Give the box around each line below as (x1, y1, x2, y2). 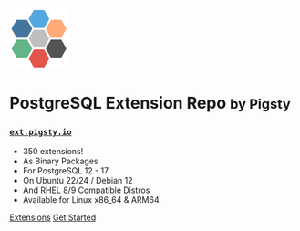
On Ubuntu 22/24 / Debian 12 (22, 175, 133, 186)
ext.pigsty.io (9, 127, 72, 138)
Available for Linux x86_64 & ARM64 (22, 194, 160, 205)
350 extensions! (22, 146, 84, 157)
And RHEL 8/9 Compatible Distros (22, 184, 150, 195)
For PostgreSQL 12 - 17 (22, 165, 109, 176)
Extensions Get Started (9, 212, 97, 223)
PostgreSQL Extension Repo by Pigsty (9, 93, 292, 113)
